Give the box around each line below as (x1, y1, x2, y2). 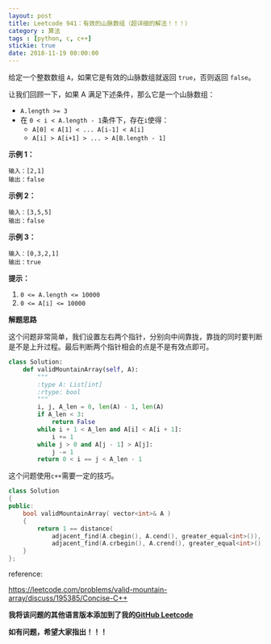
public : (8, 502, 35, 510)
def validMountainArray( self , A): (23, 365, 139, 373)
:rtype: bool (37, 388, 81, 396)
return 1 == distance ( (37, 525, 114, 533)
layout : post (8, 11, 52, 20)
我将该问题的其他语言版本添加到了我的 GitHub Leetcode (8, 610, 194, 619)
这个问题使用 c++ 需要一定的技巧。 (8, 471, 119, 480)
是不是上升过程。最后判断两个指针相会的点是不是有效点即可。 (8, 342, 214, 351)
